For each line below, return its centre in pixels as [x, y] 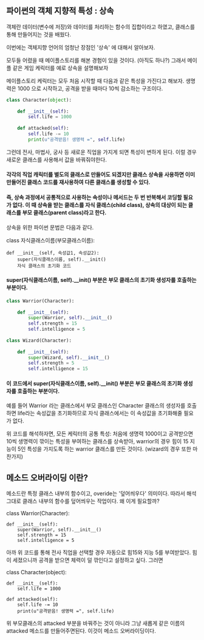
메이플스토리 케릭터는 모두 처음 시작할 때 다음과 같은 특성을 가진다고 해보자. [95, 80]
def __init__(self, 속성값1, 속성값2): [53, 253]
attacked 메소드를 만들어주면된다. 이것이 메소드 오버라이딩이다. [81, 631]
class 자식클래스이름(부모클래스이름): [51, 240]
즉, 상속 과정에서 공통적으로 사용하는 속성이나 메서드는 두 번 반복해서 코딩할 [94, 197]
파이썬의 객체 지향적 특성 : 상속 [60, 11]
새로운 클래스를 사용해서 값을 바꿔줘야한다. [57, 160]
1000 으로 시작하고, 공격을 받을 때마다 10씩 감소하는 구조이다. [90, 88]
